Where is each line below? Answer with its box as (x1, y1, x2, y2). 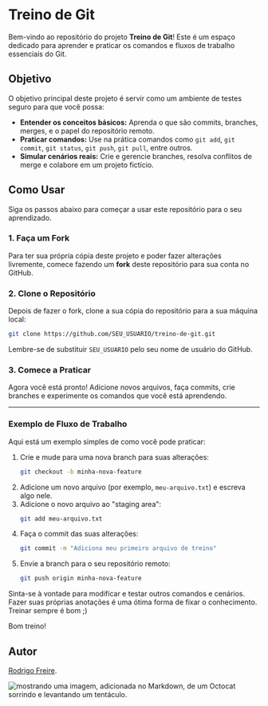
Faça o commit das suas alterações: (19, 529, 139, 539)
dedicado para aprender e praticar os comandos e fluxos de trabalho (8, 40, 235, 50)
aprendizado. (8, 213, 52, 222)
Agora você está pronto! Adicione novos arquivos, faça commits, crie (8, 382, 235, 393)
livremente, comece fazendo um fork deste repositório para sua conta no (8, 259, 250, 269)
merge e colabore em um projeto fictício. (19, 160, 154, 170)
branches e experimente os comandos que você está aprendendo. (8, 391, 227, 401)
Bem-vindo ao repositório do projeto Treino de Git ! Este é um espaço (8, 32, 235, 42)
